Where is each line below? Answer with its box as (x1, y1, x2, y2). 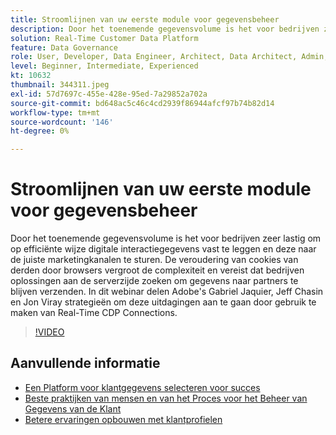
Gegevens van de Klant (24, 402, 122, 415)
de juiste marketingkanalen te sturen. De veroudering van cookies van (10, 254, 299, 266)
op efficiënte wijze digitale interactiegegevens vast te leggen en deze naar (10, 243, 317, 255)
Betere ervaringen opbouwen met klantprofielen (24, 413, 223, 425)
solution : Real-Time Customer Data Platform (10, 33, 199, 43)
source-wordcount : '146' (10, 117, 114, 127)
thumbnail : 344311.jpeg (10, 80, 110, 90)
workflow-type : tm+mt (10, 107, 101, 118)
